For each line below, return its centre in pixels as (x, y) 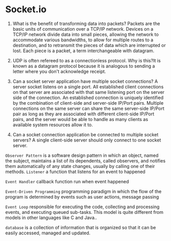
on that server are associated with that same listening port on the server (89, 92)
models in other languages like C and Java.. (51, 218)
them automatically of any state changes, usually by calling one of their (80, 166)
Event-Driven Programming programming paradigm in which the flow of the (83, 191)
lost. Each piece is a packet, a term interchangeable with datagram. (83, 51)
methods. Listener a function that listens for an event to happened (75, 172)
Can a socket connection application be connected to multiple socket (86, 134)
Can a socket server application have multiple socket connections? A (85, 81)
